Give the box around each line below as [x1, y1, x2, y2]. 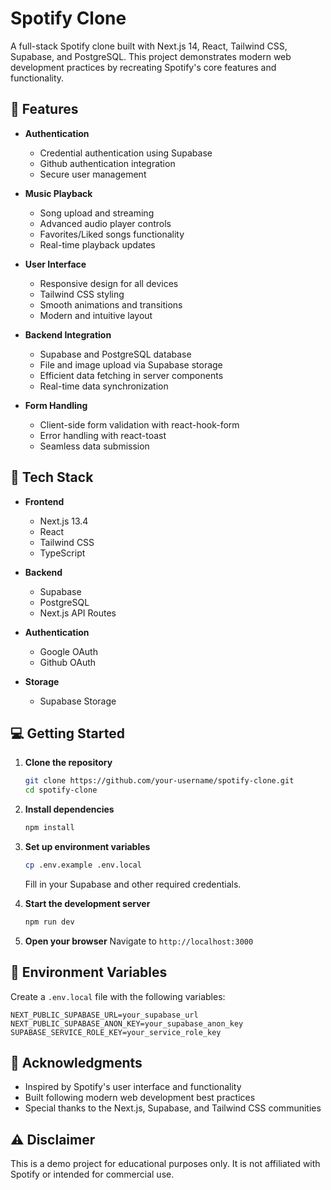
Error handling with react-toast [39, 429, 167, 441]
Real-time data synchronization [39, 380, 169, 392]
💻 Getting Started [10, 725, 125, 742]
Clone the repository [24, 757, 113, 769]
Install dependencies [24, 803, 115, 816]
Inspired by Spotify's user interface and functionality [24, 1081, 242, 1093]
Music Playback [24, 187, 93, 199]
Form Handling [24, 399, 88, 411]
